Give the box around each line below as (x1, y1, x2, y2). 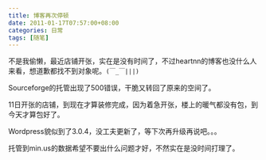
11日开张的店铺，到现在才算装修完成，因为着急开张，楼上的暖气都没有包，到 (8, 100, 259, 109)
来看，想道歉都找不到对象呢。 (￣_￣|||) (8, 67, 139, 76)
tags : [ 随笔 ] (8, 33, 49, 42)
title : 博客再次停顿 (8, 11, 69, 20)
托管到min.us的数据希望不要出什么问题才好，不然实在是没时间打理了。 (8, 143, 240, 153)
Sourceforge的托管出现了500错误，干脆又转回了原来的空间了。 (8, 83, 216, 93)
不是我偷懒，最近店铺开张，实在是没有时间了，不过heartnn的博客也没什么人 (8, 56, 257, 66)
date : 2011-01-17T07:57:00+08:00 (8, 19, 119, 27)
